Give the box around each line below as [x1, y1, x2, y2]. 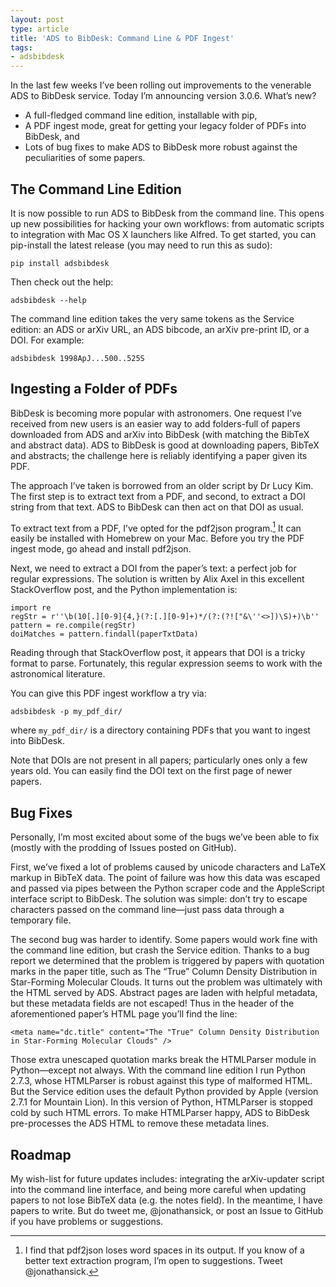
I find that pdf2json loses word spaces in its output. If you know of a [24, 1244, 305, 1256]
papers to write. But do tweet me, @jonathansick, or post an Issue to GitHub [10, 1205, 324, 1217]
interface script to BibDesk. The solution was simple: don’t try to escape [10, 893, 308, 905]
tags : [10, 42, 33, 53]
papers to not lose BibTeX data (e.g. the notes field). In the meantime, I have [10, 1194, 323, 1206]
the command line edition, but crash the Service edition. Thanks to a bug [10, 944, 310, 956]
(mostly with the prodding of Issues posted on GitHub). [10, 842, 237, 854]
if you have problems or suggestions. [10, 1216, 164, 1228]
